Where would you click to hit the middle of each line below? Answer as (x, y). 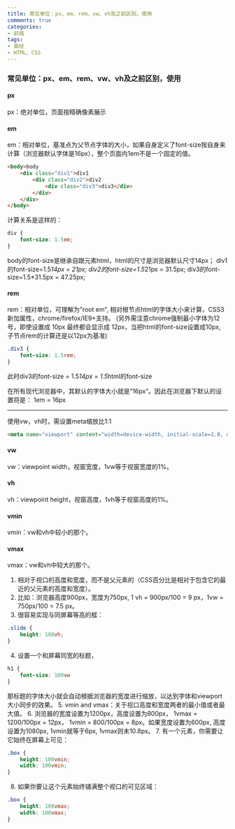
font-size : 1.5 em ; (47, 240)
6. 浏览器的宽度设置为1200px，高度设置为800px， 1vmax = (112, 713)
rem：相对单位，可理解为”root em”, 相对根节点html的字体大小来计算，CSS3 (116, 310)
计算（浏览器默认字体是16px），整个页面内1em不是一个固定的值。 (101, 154)
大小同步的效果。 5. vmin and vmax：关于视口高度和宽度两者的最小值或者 (113, 705)
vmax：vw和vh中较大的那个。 (51, 565)
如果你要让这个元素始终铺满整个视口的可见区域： (88, 786)
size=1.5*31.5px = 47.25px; (47, 277)
